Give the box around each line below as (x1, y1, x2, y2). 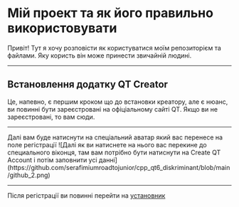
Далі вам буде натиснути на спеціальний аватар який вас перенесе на (7, 133, 223, 142)
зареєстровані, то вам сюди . (7, 112, 95, 121)
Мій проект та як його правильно (7, 5, 213, 21)
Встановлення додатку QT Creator (7, 78, 169, 90)
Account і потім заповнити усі (7, 155, 97, 164)
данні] (98, 155, 117, 164)
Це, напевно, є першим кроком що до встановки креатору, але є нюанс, (7, 97, 228, 106)
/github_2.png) (7, 171, 51, 179)
